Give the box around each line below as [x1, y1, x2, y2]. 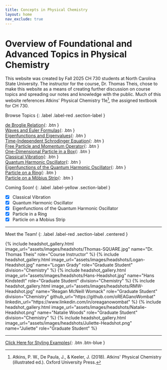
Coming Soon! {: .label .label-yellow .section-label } [5, 185, 111, 190]
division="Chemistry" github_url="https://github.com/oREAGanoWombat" [5, 294, 156, 300]
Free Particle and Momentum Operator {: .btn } [5, 143, 99, 149]
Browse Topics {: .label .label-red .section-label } [5, 112, 105, 118]
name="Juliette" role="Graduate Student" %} [5, 325, 97, 331]
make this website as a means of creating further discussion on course [5, 86, 151, 92]
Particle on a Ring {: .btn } [5, 170, 57, 176]
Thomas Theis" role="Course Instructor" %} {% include [5, 252, 119, 258]
